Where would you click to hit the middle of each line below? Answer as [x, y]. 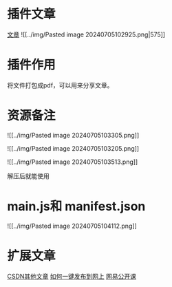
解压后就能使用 [28, 176]
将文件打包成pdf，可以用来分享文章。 [60, 85]
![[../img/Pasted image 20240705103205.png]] [73, 148]
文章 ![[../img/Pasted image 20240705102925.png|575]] [86, 34]
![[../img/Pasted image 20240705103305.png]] [73, 135]
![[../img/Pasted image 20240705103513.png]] [73, 162]
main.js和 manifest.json [76, 206]
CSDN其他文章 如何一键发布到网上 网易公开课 [72, 276]
